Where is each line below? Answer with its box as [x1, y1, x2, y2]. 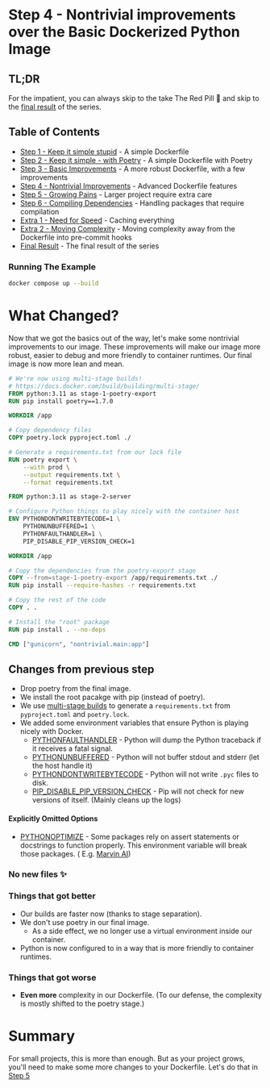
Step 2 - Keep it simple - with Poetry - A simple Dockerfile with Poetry [19, 155, 253, 165]
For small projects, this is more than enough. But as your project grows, [8, 1054, 246, 1064]
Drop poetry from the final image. [19, 684, 131, 694]
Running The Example [8, 261, 97, 272]
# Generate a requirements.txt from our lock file [8, 448, 182, 456]
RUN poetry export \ [8, 456, 78, 464]
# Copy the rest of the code [8, 596, 106, 604]
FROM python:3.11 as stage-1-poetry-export [8, 390, 157, 398]
